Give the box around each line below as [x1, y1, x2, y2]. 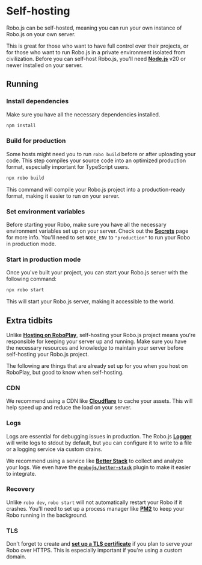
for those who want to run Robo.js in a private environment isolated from [6, 48, 186, 55]
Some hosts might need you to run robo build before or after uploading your [6, 150, 196, 157]
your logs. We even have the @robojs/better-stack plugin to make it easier [6, 463, 191, 471]
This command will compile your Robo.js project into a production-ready [6, 186, 185, 193]
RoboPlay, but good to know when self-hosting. [6, 368, 124, 376]
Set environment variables [6, 207, 85, 215]
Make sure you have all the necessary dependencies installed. [6, 110, 161, 118]
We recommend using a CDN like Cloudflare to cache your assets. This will [6, 397, 193, 405]
